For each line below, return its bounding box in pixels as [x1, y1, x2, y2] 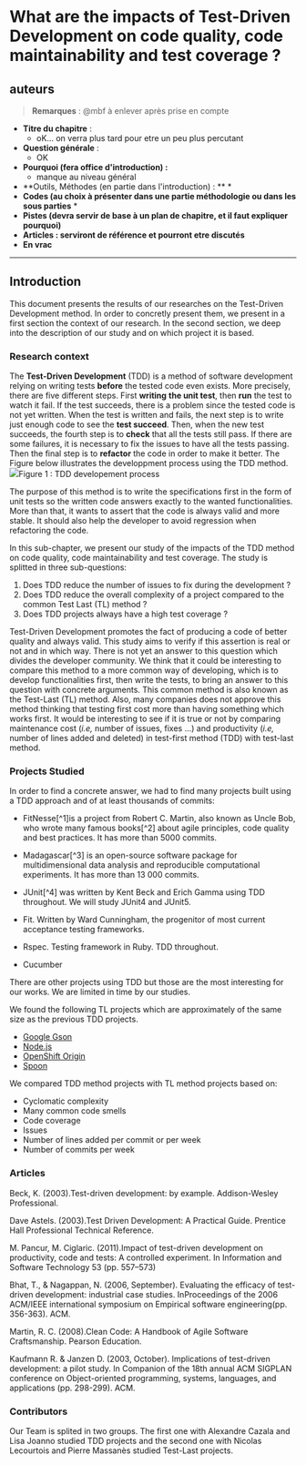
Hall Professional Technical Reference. [9, 1225, 155, 1236]
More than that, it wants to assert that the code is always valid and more [9, 505, 280, 516]
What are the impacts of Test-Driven [9, 6, 291, 27]
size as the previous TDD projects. [9, 1013, 138, 1025]
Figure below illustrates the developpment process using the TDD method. [9, 458, 289, 469]
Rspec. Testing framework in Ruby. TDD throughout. [22, 941, 219, 952]
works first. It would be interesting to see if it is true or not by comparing [9, 713, 280, 725]
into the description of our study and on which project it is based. [9, 327, 255, 338]
